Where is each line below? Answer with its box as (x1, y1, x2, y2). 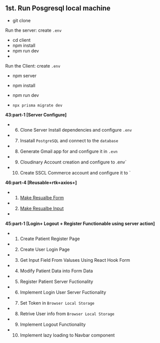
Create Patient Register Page (20, 236, 80, 242)
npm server (12, 73, 37, 79)
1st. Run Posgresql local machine (5, 4, 111, 13)
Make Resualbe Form (20, 194, 64, 201)
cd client (12, 37, 31, 43)
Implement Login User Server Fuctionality (20, 289, 107, 295)
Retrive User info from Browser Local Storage (20, 310, 115, 317)
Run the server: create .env (5, 27, 62, 33)
